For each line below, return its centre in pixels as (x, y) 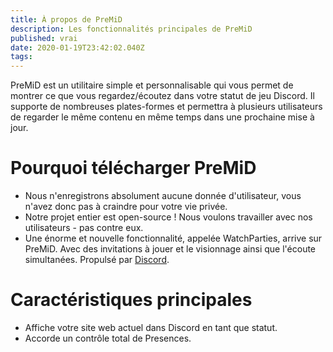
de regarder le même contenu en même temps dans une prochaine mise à (162, 117)
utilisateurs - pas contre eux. (84, 228)
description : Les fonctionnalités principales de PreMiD (131, 29)
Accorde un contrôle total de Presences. (108, 338)
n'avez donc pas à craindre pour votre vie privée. (126, 207)
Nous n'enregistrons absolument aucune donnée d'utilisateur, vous (163, 196)
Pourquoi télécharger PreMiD (133, 168)
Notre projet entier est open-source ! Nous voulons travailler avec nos (168, 217)
